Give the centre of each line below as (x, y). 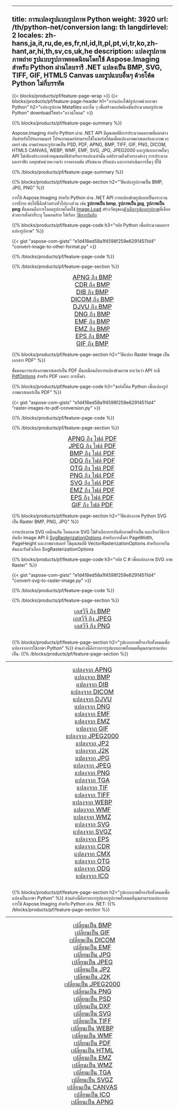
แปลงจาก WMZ (92, 817)
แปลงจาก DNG (92, 706)
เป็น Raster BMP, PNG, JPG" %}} (45, 521)
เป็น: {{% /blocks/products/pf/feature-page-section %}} (70, 654)
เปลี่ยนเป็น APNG (92, 1102)
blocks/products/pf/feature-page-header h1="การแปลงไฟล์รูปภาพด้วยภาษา (85, 101)
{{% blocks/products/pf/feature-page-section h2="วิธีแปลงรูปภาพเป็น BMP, (87, 182)
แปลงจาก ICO (92, 876)
